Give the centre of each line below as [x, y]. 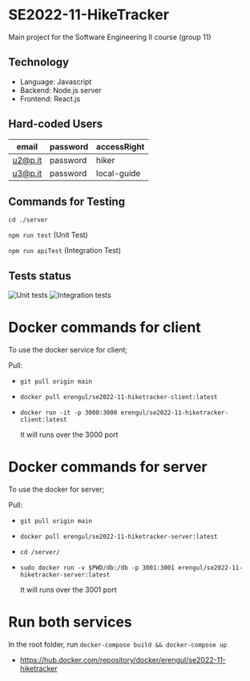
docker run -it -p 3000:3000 [69, 413]
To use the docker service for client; [68, 350]
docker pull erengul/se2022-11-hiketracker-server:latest [119, 537]
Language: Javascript [56, 81]
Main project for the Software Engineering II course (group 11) [110, 37]
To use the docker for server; [56, 489]
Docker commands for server [108, 467]
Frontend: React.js [50, 99]
